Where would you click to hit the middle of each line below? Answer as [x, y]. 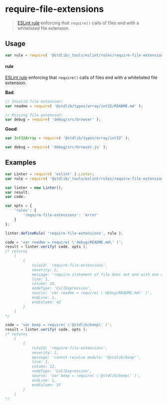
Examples [21, 163]
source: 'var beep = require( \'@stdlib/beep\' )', [86, 376]
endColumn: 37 [46, 385]
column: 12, [44, 367]
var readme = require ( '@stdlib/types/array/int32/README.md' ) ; [74, 106]
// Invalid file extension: [34, 101]
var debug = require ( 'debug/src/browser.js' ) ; [56, 147]
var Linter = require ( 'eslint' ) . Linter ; [50, 174]
